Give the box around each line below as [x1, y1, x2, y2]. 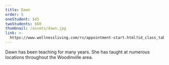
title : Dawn [5, 7, 30, 12]
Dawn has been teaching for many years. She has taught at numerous [5, 48, 150, 55]
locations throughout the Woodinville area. [5, 54, 93, 60]
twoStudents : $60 [5, 21, 42, 26]
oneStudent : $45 [5, 16, 39, 21]
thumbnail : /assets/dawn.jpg [5, 26, 66, 31]
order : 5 [5, 12, 24, 17]
